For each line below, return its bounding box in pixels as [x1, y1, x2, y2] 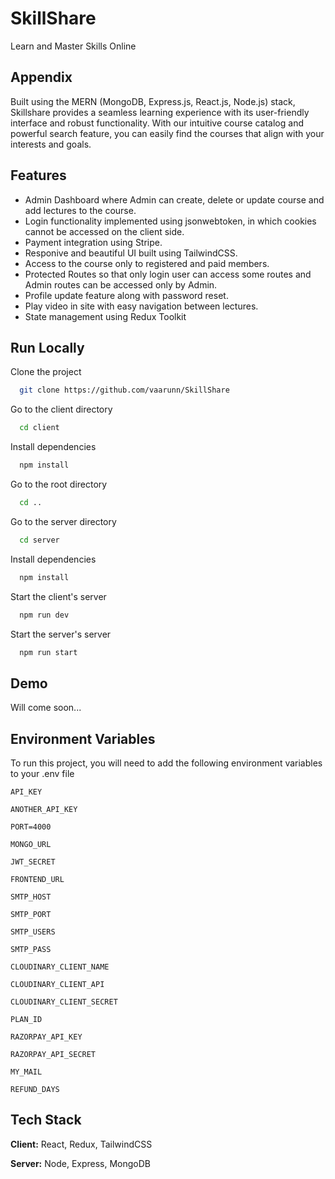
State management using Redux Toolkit [24, 310, 187, 322]
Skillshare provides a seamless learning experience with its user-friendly [10, 106, 310, 118]
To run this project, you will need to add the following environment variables [10, 757, 323, 769]
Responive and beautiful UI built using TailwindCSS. [24, 247, 238, 259]
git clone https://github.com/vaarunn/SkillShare [19, 385, 230, 396]
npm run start [19, 647, 78, 657]
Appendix [10, 69, 73, 86]
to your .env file [10, 768, 75, 779]
